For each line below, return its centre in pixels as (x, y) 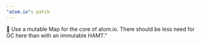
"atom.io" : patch (28, 12)
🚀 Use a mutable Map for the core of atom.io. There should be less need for (100, 29)
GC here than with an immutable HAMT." (57, 35)
